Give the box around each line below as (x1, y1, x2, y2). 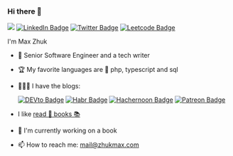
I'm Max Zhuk (7, 37, 48, 46)
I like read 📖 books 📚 (17, 110, 80, 118)
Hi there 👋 (7, 6, 43, 16)
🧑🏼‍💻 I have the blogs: (17, 82, 80, 90)
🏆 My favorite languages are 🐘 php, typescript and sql (17, 66, 179, 74)
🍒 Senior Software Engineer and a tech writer (17, 51, 151, 60)
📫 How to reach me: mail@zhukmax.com (17, 140, 140, 149)
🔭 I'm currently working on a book (17, 126, 117, 135)
